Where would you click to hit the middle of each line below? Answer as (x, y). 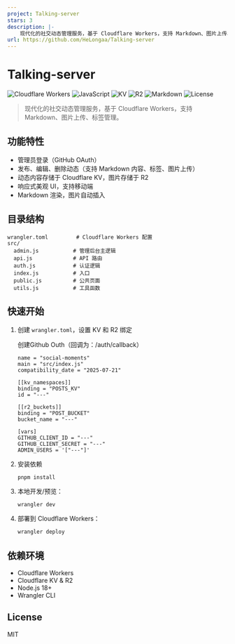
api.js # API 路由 (58, 258)
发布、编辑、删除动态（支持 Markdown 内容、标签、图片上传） (108, 169)
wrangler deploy (41, 532)
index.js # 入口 (52, 273)
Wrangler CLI (36, 596)
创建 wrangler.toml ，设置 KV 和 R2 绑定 (75, 329)
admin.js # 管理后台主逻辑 (65, 251)
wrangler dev (36, 504)
